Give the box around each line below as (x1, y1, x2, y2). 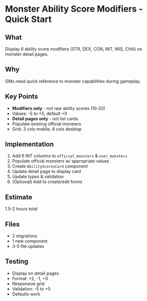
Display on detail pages (12, 270, 59, 276)
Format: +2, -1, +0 (12, 275, 49, 281)
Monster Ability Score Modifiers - (5, 3, 143, 15)
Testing (5, 257, 29, 266)
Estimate (5, 193, 33, 201)
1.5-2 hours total (5, 206, 38, 212)
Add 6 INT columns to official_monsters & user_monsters (12, 153, 128, 159)
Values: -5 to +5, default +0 (12, 111, 67, 116)
